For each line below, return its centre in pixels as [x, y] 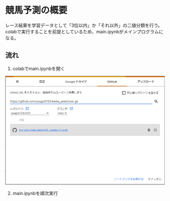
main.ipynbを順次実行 [35, 193]
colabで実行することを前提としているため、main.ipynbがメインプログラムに [84, 31]
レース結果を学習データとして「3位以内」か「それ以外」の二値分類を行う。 [84, 25]
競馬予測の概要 [36, 10]
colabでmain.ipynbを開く [39, 68]
